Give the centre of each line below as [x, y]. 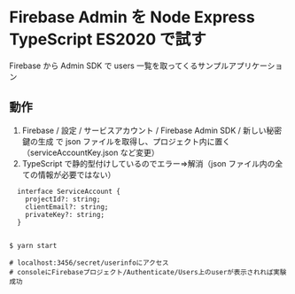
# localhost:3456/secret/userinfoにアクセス [89, 263]
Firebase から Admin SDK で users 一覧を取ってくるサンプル [119, 66]
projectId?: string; [63, 199]
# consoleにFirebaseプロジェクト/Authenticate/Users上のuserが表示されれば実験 [148, 272]
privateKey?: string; [65, 214]
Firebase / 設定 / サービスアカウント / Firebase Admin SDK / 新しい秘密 [151, 130]
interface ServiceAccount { [69, 191]
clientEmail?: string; [67, 207]
